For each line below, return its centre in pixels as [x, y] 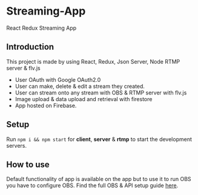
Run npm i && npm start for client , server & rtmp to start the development [99, 139]
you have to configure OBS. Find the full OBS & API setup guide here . [92, 185]
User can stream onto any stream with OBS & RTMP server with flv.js [101, 93]
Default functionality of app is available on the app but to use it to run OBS [99, 179]
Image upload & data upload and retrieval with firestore [84, 99]
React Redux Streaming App [41, 28]
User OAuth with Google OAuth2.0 [58, 79]
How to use [28, 164]
